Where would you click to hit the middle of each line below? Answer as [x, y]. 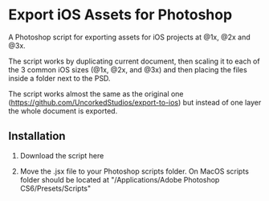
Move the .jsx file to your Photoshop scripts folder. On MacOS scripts [134, 171]
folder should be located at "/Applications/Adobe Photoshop [120, 179]
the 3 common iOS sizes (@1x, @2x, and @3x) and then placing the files [128, 69]
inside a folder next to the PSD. [59, 78]
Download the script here [62, 155]
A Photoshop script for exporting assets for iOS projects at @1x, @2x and [129, 37]
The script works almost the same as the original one [96, 93]
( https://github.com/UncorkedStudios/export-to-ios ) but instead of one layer [135, 102]
